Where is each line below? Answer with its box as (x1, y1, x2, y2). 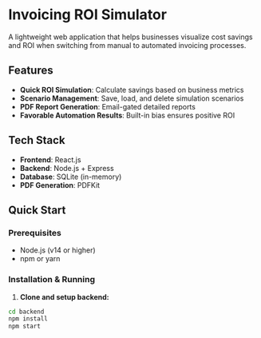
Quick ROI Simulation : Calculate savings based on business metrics (19, 85, 244, 94)
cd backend (8, 308, 45, 316)
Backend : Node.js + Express (19, 163, 114, 173)
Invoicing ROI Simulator (8, 6, 168, 24)
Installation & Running (8, 274, 96, 285)
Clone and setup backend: (19, 292, 109, 301)
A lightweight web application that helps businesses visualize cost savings (8, 32, 253, 42)
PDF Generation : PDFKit (19, 180, 101, 189)
